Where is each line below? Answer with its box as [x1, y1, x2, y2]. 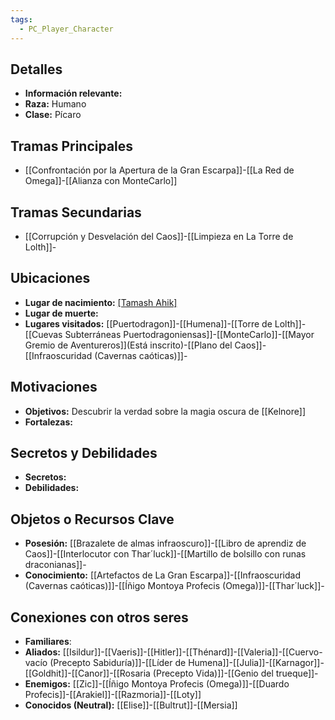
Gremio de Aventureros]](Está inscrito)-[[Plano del [24, 339, 233, 351]
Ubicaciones [10, 270, 91, 287]
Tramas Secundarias [10, 204, 142, 221]
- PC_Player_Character [19, 24, 114, 34]
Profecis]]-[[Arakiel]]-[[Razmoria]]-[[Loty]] [24, 689, 202, 700]
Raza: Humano [24, 98, 87, 110]
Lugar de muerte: [24, 307, 99, 319]
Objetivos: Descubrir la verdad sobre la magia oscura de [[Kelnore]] [24, 405, 307, 417]
